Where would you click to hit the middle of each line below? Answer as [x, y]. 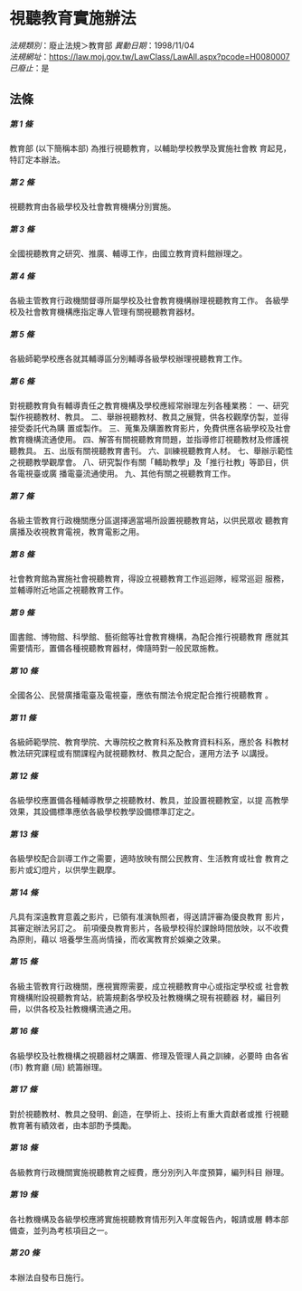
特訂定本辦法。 [37, 160]
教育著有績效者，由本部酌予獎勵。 [73, 1125]
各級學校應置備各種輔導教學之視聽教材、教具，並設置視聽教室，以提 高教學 [149, 800]
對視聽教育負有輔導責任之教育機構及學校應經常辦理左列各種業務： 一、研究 [149, 406]
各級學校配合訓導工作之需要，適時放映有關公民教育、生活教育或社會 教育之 [149, 858]
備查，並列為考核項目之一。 [61, 1230]
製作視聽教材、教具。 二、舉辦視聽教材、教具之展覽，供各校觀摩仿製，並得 [149, 417]
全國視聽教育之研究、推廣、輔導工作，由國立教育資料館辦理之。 [128, 253]
